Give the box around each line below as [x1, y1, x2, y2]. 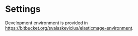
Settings [5, 3, 41, 15]
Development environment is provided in [5, 20, 88, 26]
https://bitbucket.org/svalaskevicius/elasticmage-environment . [5, 25, 134, 31]
